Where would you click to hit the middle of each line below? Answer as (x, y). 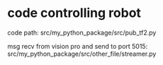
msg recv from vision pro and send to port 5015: (78, 46)
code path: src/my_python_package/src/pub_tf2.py (82, 32)
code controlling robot (74, 13)
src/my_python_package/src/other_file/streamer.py (82, 54)
